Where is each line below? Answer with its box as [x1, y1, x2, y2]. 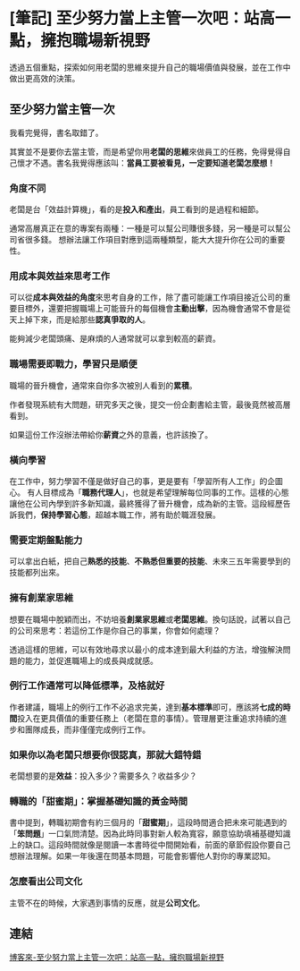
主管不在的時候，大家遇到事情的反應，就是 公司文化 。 [9, 897, 205, 908]
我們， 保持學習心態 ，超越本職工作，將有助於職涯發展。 [16, 509, 221, 520]
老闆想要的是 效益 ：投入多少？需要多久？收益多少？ [9, 771, 197, 781]
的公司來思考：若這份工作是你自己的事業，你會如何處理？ [9, 625, 221, 635]
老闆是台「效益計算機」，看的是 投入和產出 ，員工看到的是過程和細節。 [9, 204, 263, 215]
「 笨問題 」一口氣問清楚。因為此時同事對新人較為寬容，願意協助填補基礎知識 [9, 829, 291, 839]
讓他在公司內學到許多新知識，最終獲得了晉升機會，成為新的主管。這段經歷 [9, 498, 283, 508]
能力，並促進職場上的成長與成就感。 [24, 655, 158, 666]
